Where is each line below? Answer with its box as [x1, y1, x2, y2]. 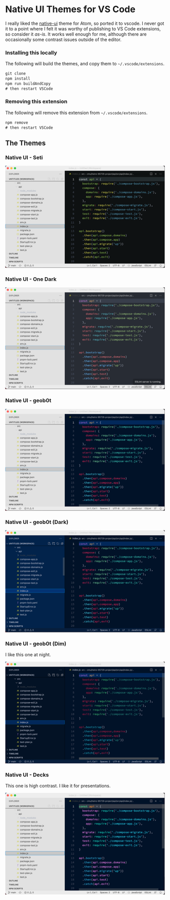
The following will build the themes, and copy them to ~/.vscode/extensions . [5, 61, 164, 67]
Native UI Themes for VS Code [5, 4, 136, 15]
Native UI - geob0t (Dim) [5, 640, 67, 647]
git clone [5, 71, 26, 77]
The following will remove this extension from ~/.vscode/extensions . [5, 109, 148, 116]
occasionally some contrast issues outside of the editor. [5, 36, 122, 43]
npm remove [5, 120, 28, 125]
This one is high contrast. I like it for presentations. [5, 783, 111, 789]
